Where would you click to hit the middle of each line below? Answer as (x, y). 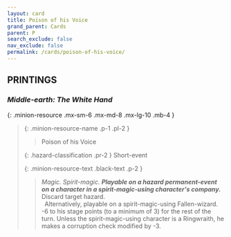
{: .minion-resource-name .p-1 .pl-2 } (77, 128)
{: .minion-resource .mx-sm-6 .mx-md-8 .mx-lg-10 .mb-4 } (91, 115)
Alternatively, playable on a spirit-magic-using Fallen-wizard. (131, 204)
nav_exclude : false (35, 46)
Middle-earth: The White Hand (60, 99)
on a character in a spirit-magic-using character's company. (131, 189)
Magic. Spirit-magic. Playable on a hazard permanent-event (129, 182)
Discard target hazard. (73, 196)
